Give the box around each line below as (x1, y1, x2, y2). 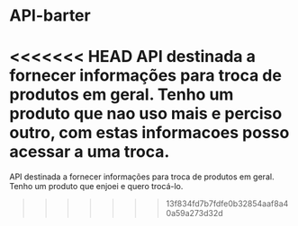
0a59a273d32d (166, 208, 223, 219)
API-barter (9, 5, 92, 26)
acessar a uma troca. (9, 142, 170, 162)
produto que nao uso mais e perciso (9, 104, 283, 124)
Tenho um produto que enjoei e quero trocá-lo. (9, 181, 184, 192)
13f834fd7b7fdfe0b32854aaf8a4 (166, 198, 289, 209)
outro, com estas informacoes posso (9, 123, 290, 143)
